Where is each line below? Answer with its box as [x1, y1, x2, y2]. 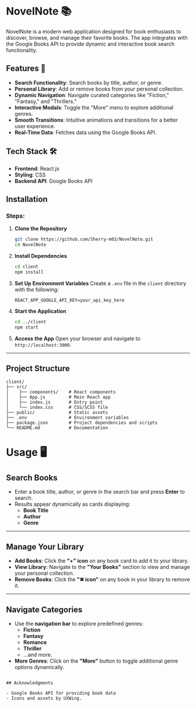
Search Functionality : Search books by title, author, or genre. [14, 79, 163, 86]
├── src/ [6, 384, 27, 390]
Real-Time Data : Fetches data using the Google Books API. [14, 129, 157, 136]
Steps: [6, 212, 25, 220]
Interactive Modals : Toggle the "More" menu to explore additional [14, 104, 174, 111]
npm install [14, 269, 44, 275]
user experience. [14, 122, 55, 129]
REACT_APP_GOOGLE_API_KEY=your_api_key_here [14, 297, 125, 303]
